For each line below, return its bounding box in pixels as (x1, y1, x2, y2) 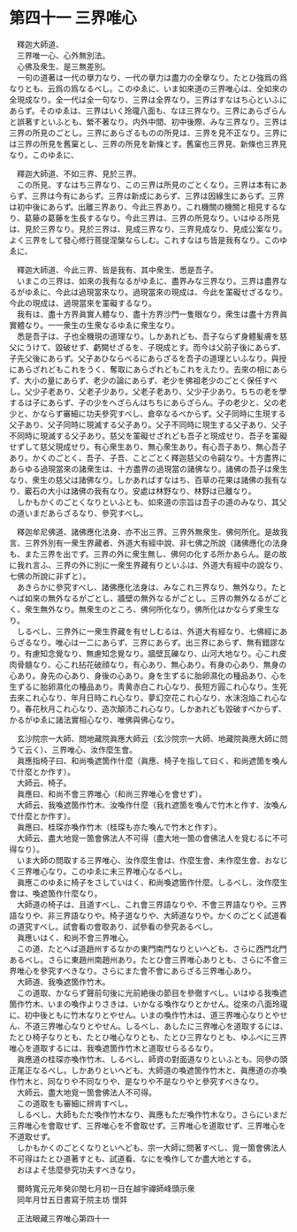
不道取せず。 (9, 1131, 56, 1142)
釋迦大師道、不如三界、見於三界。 (16, 168, 141, 179)
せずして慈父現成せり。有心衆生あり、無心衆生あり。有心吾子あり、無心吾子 (9, 441, 287, 452)
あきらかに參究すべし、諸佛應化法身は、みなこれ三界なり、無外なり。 (16, 581, 272, 593)
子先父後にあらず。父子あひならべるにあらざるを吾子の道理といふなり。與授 (9, 353, 287, 363)
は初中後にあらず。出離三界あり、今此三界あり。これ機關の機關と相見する (9, 201, 279, 212)
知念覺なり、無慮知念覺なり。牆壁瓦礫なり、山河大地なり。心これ (39, 647, 280, 659)
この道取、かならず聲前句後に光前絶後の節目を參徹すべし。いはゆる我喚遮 (16, 987, 287, 998)
